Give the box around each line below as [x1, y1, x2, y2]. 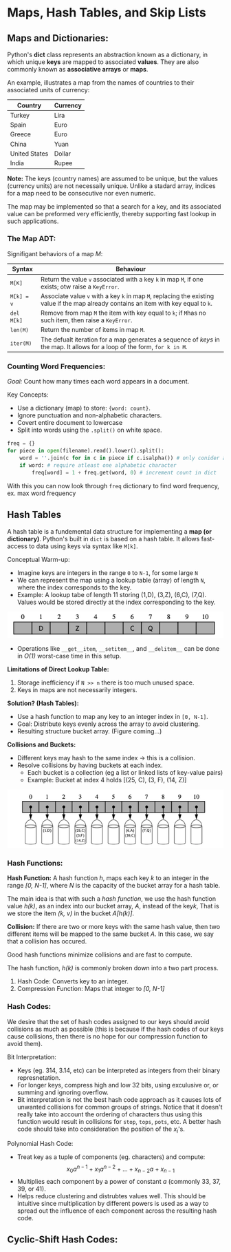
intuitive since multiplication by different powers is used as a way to [16, 1199, 209, 1207]
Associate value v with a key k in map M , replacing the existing [40, 291, 214, 300]
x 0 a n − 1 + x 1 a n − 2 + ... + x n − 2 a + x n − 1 [66, 1164, 175, 1175]
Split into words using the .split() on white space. [16, 426, 163, 435]
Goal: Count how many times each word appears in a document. [7, 377, 190, 386]
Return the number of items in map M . [40, 326, 146, 334]
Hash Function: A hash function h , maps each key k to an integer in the [7, 874, 210, 882]
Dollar [54, 149, 71, 158]
